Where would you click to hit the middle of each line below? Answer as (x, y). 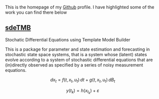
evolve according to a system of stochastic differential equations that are (79, 60)
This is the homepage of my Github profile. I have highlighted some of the (80, 7)
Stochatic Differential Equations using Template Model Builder (68, 39)
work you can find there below (36, 12)
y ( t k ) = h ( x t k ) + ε (83, 91)
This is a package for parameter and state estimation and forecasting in (78, 49)
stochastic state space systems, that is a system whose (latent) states (76, 54)
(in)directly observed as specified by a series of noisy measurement (74, 65)
